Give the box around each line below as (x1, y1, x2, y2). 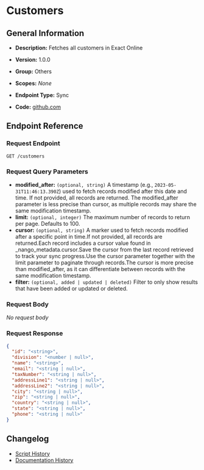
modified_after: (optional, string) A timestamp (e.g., (15, 181, 153, 188)
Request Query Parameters (6, 167, 88, 176)
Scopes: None (15, 80, 52, 87)
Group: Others (15, 68, 52, 75)
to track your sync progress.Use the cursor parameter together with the (15, 252, 195, 259)
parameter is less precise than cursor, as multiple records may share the (15, 200, 197, 208)
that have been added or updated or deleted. (15, 284, 128, 292)
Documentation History (15, 456, 74, 464)
